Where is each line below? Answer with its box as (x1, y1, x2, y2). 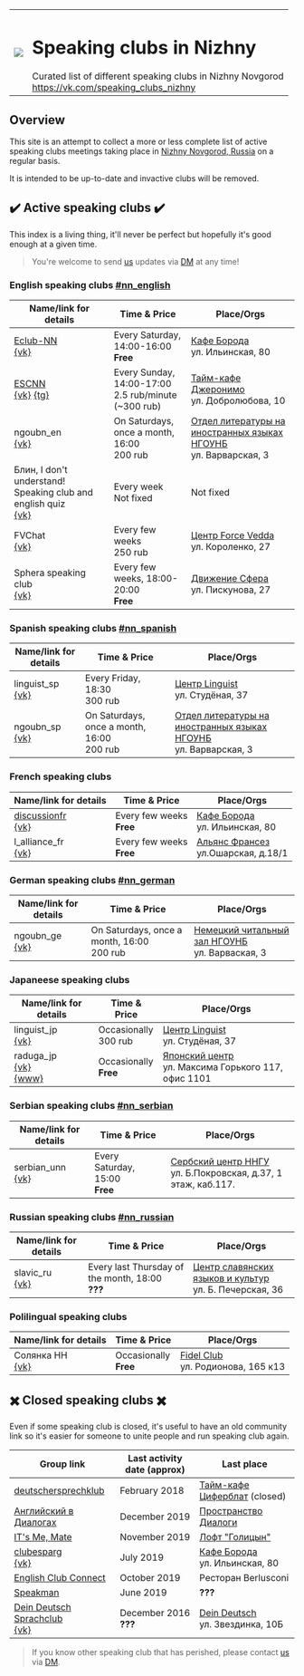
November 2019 (119, 1531, 191, 1544)
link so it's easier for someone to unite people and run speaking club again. (9, 1430, 290, 1441)
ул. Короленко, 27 (190, 541, 271, 554)
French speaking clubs (9, 770, 112, 783)
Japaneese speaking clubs (9, 973, 130, 986)
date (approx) (125, 1463, 185, 1476)
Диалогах (14, 1517, 57, 1529)
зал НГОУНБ (194, 935, 249, 948)
